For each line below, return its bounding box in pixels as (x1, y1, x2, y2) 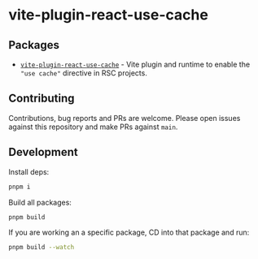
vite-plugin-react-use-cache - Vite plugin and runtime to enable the (20, 59, 251, 69)
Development (8, 145, 79, 159)
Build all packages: (8, 197, 72, 207)
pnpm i (8, 183, 31, 191)
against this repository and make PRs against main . (8, 122, 178, 132)
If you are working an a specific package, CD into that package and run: (8, 227, 250, 237)
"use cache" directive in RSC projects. (20, 68, 148, 78)
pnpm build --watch (8, 244, 75, 252)
